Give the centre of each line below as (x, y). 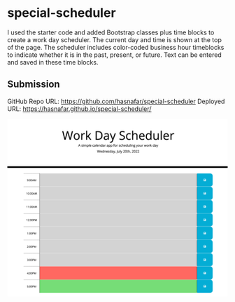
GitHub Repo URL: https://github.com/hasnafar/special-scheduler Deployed (116, 101)
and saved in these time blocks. (53, 62)
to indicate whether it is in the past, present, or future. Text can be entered (114, 55)
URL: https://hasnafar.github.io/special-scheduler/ (79, 109)
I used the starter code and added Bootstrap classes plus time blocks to (111, 32)
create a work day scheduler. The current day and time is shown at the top (114, 39)
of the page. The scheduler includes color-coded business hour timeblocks (116, 47)
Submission (34, 85)
